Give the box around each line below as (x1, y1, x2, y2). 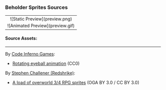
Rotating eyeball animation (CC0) (12, 60, 80, 66)
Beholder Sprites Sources (5, 4, 68, 11)
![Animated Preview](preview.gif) (7, 23, 75, 29)
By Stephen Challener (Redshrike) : (5, 70, 76, 76)
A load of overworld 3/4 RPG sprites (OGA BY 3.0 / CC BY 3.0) (12, 80, 139, 85)
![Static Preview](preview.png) (9, 16, 73, 22)
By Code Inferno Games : (5, 51, 55, 57)
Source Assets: (5, 35, 38, 41)
